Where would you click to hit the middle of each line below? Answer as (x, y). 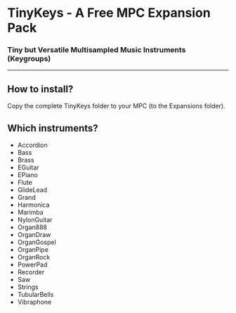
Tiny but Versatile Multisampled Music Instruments (97, 50)
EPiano (28, 175)
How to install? (40, 89)
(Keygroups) (29, 59)
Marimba (30, 212)
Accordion (32, 145)
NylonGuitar (35, 220)
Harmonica (33, 205)
